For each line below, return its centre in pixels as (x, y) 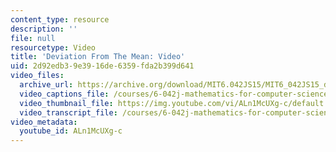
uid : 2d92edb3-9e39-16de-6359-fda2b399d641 (102, 66)
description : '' (44, 29)
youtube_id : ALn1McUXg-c (71, 131)
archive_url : (46, 85)
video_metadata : (44, 122)
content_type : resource (60, 19)
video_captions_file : (64, 94)
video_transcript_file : (68, 112)
